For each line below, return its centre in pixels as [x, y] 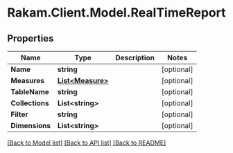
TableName [30, 92]
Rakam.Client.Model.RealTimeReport [116, 13]
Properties [31, 38]
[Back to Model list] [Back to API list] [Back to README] [87, 143]
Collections [30, 103]
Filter [20, 114]
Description [135, 58]
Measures [28, 81]
